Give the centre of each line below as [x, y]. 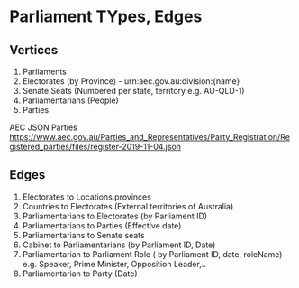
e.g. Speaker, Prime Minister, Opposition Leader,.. [114, 264]
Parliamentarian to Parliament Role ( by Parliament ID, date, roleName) [152, 254]
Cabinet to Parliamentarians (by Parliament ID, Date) [119, 245]
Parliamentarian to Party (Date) [80, 274]
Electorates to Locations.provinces [86, 197]
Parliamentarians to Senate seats [84, 235]
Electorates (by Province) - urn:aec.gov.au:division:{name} [131, 81]
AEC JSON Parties [44, 127]
